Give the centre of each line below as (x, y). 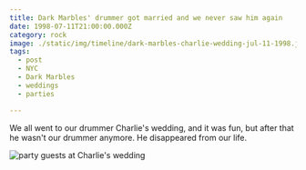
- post (30, 60)
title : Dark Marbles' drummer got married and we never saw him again (146, 18)
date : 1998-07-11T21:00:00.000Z (71, 26)
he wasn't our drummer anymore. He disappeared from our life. (128, 137)
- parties (36, 94)
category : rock (38, 35)
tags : (20, 52)
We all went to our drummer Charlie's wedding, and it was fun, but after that (152, 127)
